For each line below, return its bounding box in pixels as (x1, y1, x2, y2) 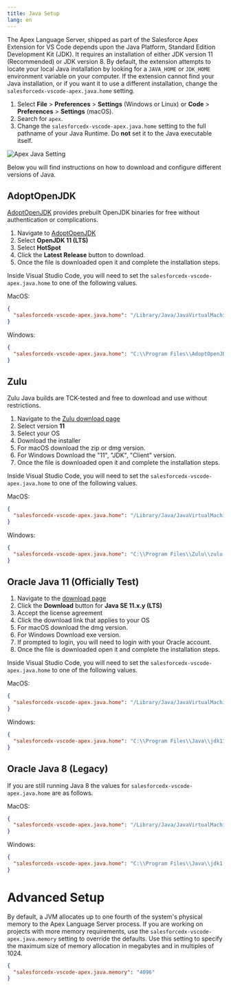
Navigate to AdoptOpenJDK (16, 229, 96, 237)
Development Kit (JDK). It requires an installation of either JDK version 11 (7, 50, 213, 58)
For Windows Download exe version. (16, 630, 122, 639)
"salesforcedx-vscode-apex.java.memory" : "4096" (13, 969, 155, 976)
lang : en (7, 17, 32, 23)
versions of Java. (7, 170, 56, 179)
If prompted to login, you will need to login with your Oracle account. (16, 638, 212, 646)
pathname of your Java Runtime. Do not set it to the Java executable (16, 129, 212, 138)
